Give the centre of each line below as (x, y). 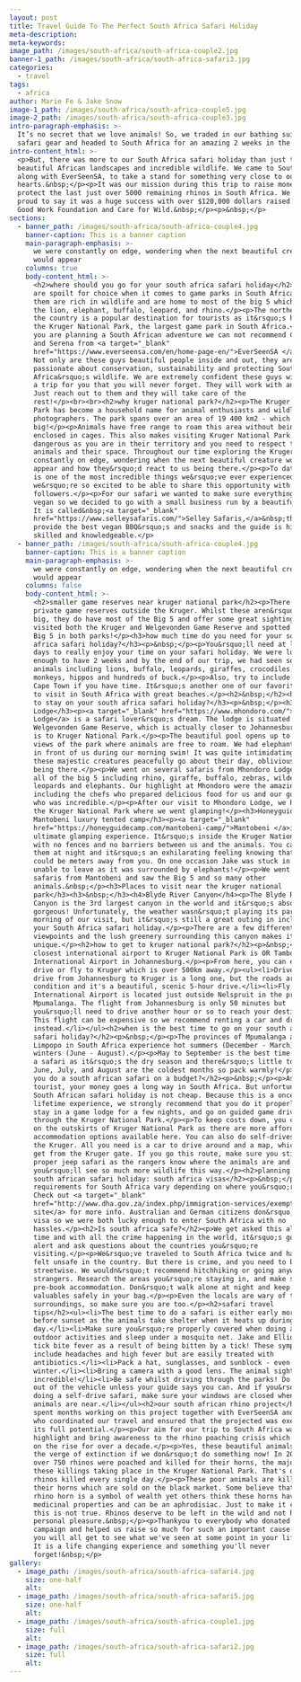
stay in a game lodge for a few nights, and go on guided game (154, 1112)
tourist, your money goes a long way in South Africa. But (145, 1087)
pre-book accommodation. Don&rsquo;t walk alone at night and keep (162, 1287)
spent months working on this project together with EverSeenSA (155, 1412)
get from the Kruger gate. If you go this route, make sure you (155, 1154)
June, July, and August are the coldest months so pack (139, 1070)
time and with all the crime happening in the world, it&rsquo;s (157, 1237)
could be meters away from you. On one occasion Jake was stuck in (162, 862)
